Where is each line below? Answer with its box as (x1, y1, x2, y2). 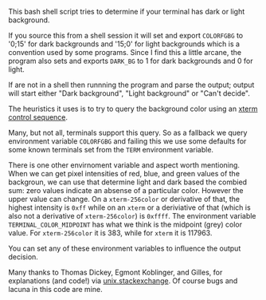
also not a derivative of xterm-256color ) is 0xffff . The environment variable (8, 211, 256, 220)
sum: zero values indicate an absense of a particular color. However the (8, 186, 244, 195)
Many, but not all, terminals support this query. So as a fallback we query (8, 128, 248, 137)
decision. (8, 252, 38, 262)
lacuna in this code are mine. (8, 285, 103, 294)
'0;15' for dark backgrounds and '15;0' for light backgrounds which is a (8, 39, 241, 49)
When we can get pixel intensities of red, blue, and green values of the (8, 169, 241, 178)
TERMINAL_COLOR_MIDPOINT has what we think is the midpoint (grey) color (8, 219, 243, 229)
